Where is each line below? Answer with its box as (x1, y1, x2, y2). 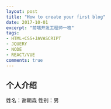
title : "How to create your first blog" (6, 14, 106, 20)
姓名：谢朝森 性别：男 (6, 97, 59, 104)
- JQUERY (6, 41, 27, 47)
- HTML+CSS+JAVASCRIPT (6, 36, 61, 41)
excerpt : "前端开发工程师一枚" (6, 24, 74, 31)
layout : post (6, 8, 38, 15)
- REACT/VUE (6, 52, 35, 58)
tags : (6, 30, 19, 36)
